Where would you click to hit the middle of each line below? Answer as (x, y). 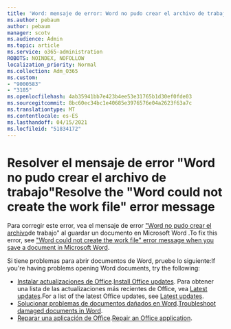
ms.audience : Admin (35, 39)
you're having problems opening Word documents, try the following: (104, 268)
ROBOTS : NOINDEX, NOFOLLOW (46, 59)
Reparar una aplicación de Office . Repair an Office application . (104, 318)
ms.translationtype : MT (41, 109)
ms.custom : (23, 77)
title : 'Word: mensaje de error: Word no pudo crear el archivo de (106, 13)
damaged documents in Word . (60, 311)
